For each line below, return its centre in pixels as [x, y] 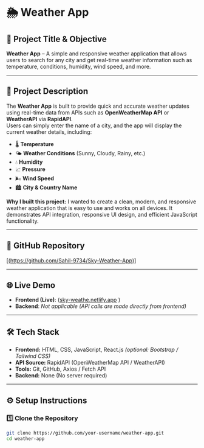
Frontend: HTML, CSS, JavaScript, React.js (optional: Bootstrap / [97, 350]
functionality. [23, 221]
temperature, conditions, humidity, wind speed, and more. [79, 66]
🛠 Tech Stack [33, 332]
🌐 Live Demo [31, 285]
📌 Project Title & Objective [57, 39]
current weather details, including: [49, 131]
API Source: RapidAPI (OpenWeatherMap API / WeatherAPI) [90, 363]
